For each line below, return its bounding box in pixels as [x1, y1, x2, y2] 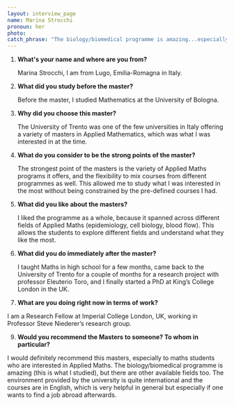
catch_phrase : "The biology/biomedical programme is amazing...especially [7, 36, 229, 43]
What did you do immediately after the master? [17, 249, 157, 258]
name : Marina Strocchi [7, 17, 73, 24]
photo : [7, 29, 26, 37]
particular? [17, 341, 51, 349]
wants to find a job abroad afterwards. [7, 391, 117, 399]
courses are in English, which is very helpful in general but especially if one [7, 384, 224, 392]
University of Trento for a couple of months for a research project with [17, 270, 219, 279]
